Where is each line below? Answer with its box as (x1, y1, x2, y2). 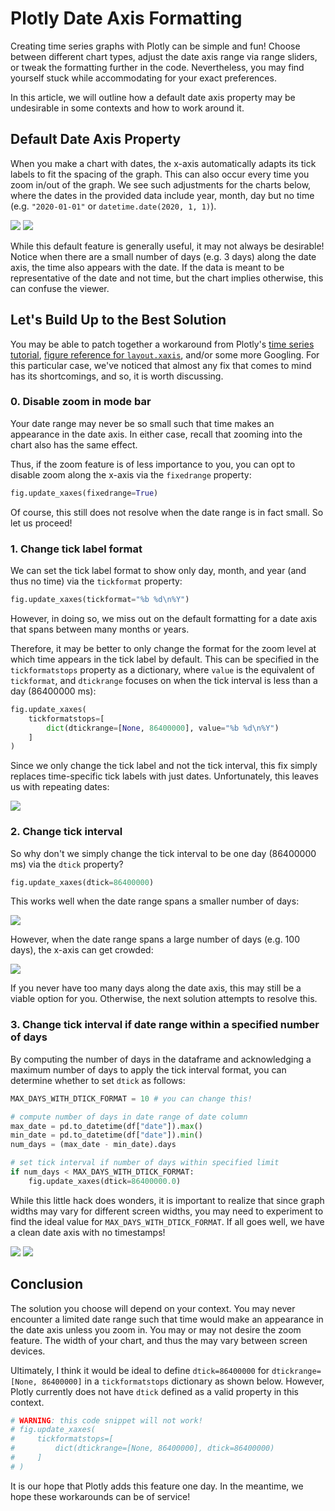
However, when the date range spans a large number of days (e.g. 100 (10, 933, 300, 946)
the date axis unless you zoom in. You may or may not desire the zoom (10, 1323, 302, 1336)
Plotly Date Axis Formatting (10, 7, 243, 30)
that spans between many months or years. (10, 623, 190, 635)
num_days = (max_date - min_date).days (10, 1140, 177, 1150)
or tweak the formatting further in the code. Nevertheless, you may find (10, 61, 305, 73)
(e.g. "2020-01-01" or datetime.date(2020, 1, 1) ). (10, 200, 217, 212)
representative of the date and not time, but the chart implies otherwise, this (10, 272, 324, 284)
